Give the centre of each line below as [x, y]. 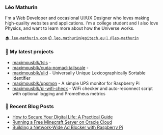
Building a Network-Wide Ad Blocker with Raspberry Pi [68, 127]
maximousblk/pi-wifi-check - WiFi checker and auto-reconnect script [82, 88]
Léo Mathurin [21, 7]
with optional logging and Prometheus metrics [59, 93]
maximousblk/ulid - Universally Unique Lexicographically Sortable [79, 73]
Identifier [21, 78]
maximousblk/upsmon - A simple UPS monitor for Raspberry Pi [76, 83]
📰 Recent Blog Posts [29, 106]
